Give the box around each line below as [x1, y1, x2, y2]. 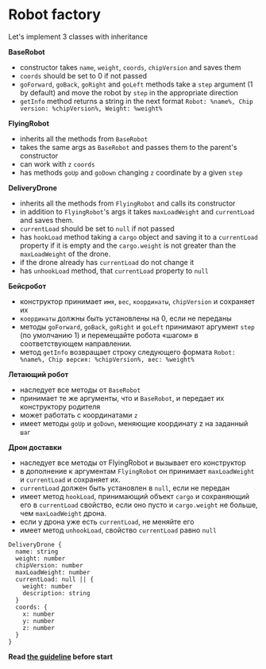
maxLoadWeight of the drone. [19, 248, 111, 259]
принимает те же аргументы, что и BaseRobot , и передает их [19, 393, 225, 402]
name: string [15, 548, 59, 556]
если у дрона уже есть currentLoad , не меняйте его [19, 517, 195, 526]
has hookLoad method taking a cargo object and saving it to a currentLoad [19, 232, 258, 241]
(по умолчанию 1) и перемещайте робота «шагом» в [19, 330, 199, 340]
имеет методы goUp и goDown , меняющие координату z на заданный [19, 418, 249, 428]
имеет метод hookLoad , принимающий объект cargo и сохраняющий [19, 491, 250, 501]
